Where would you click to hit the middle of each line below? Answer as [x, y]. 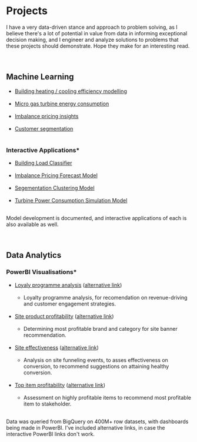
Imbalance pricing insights [46, 116]
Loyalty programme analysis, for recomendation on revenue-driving [105, 297]
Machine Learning [40, 77]
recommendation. [45, 335]
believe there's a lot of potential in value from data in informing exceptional [97, 33]
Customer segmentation [44, 128]
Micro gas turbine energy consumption [62, 104]
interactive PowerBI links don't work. [51, 434]
